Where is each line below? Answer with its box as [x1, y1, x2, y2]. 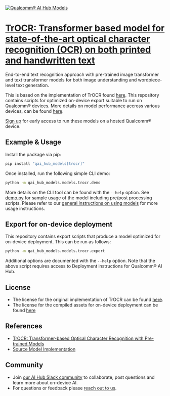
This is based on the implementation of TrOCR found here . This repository [5, 92, 159, 98]
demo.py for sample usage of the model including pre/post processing [5, 195, 152, 201]
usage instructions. [5, 205, 46, 211]
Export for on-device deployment [5, 220, 113, 229]
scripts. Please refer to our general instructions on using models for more [5, 200, 158, 206]
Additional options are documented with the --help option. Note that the [5, 258, 155, 264]
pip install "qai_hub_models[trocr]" [5, 161, 85, 166]
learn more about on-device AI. [12, 379, 78, 385]
